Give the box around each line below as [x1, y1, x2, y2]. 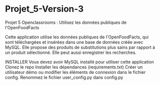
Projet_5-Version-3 [5, 3, 84, 15]
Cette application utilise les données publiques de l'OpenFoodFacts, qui [5, 34, 149, 40]
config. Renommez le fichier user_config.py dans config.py [5, 74, 124, 80]
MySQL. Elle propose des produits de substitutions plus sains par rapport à [5, 44, 156, 50]
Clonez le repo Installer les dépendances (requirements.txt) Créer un [5, 64, 143, 70]
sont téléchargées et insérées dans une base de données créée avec [5, 39, 143, 45]
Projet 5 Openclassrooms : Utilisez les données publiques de [5, 19, 127, 25]
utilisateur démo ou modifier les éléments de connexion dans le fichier [5, 69, 146, 75]
